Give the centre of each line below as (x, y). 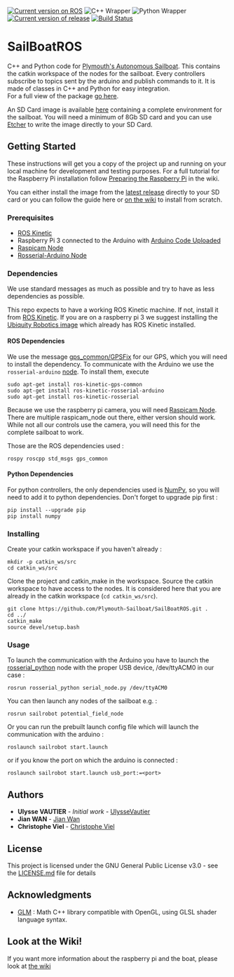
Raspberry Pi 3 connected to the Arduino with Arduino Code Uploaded (119, 241)
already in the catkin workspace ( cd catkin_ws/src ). (82, 596)
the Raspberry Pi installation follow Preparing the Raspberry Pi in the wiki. (113, 178)
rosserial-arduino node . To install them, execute (78, 372)
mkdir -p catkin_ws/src (42, 562)
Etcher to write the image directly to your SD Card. (80, 124)
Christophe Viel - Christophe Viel (66, 827)
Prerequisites (30, 218)
